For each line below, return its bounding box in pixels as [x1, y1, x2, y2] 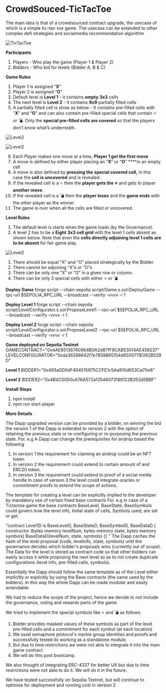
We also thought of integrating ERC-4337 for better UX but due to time [5, 662, 150, 668]
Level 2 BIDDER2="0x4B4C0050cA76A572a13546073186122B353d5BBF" [5, 376, 157, 382]
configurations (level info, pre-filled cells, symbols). [5, 559, 111, 565]
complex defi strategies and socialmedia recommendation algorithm [5, 30, 144, 36]
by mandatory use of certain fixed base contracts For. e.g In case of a [5, 497, 148, 503]
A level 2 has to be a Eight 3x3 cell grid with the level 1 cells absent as [12, 229, 156, 235]
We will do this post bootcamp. [12, 652, 76, 658]
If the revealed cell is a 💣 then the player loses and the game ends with [12, 192, 160, 198]
